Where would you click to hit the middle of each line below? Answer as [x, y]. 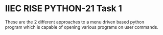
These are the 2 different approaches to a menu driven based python [75, 22]
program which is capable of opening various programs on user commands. [82, 27]
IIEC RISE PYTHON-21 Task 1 [64, 9]
